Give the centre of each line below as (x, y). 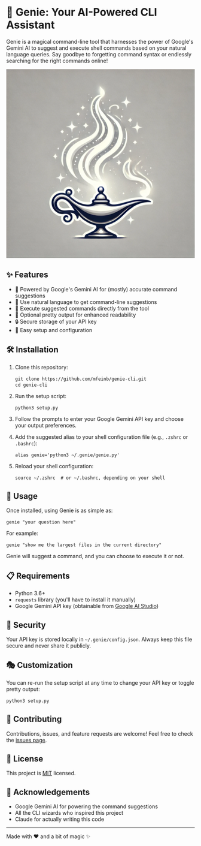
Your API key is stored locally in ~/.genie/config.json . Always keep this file (99, 639)
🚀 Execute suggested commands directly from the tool (82, 308)
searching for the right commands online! (57, 61)
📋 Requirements (38, 576)
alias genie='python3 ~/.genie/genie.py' (67, 455)
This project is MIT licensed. (41, 773)
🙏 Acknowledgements (48, 792)
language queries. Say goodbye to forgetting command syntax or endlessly (99, 54)
